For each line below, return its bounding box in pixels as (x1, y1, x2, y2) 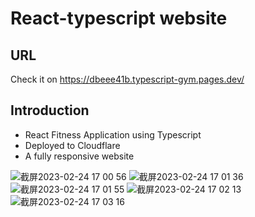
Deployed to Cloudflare (24, 139, 121, 151)
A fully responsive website (24, 150, 135, 162)
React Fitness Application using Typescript (24, 128, 202, 141)
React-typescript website (10, 7, 228, 30)
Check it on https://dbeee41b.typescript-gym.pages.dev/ (10, 73, 245, 85)
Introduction (10, 102, 90, 119)
